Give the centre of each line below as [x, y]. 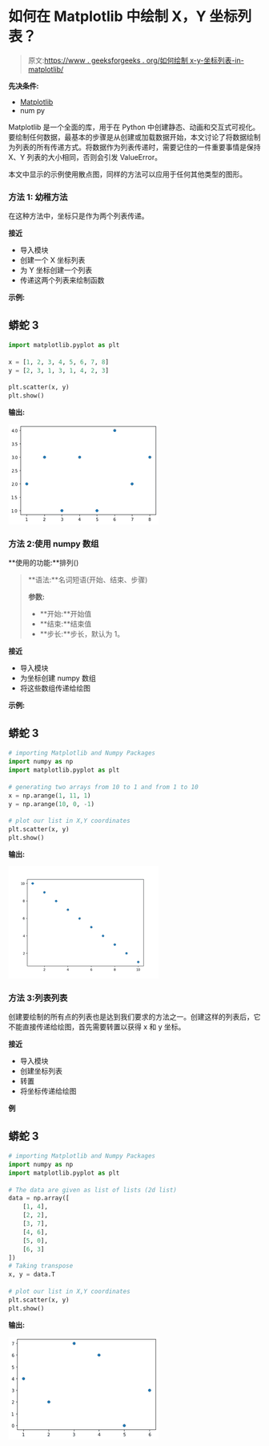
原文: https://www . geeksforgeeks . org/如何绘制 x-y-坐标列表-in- [136, 60]
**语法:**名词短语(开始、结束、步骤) [88, 580]
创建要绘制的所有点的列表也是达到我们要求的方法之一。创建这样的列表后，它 [134, 1017]
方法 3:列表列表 [38, 998]
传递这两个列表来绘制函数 [62, 280]
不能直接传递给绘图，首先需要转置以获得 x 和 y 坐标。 [97, 1027]
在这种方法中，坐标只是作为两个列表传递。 [78, 216]
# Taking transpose [41, 1266]
